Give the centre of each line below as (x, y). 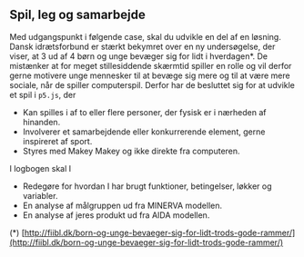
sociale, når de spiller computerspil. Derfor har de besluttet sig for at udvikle (152, 84)
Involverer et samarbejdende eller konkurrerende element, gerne (144, 132)
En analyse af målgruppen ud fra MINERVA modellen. (122, 205)
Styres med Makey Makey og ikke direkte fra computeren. (131, 151)
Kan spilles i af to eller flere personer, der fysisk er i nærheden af (144, 112)
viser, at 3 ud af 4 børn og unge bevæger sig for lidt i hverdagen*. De (139, 56)
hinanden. (41, 122)
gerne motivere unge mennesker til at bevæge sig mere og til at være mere (150, 75)
